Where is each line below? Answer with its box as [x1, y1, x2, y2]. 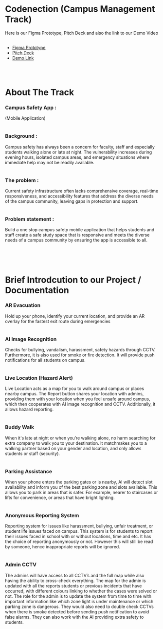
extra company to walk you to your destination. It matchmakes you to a [5, 440, 147, 446]
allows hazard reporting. [5, 407, 54, 412]
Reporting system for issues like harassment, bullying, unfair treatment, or [5, 523, 153, 529]
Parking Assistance [5, 468, 53, 475]
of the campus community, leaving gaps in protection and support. [5, 198, 139, 204]
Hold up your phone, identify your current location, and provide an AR [5, 313, 145, 319]
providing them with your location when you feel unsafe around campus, [5, 396, 150, 402]
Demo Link [12, 55, 34, 61]
